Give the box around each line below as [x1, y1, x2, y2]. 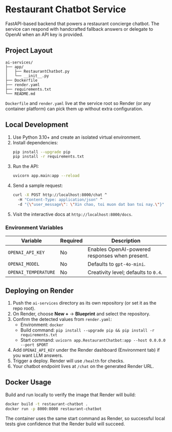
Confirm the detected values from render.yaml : [12, 316, 112, 322]
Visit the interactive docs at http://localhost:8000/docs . [12, 211, 133, 217]
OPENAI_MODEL [8, 261, 40, 267]
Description [111, 237, 141, 244]
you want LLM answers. [12, 352, 63, 358]
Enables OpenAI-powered [88, 246, 151, 253]
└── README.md [5, 91, 36, 96]
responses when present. [88, 252, 149, 260]
